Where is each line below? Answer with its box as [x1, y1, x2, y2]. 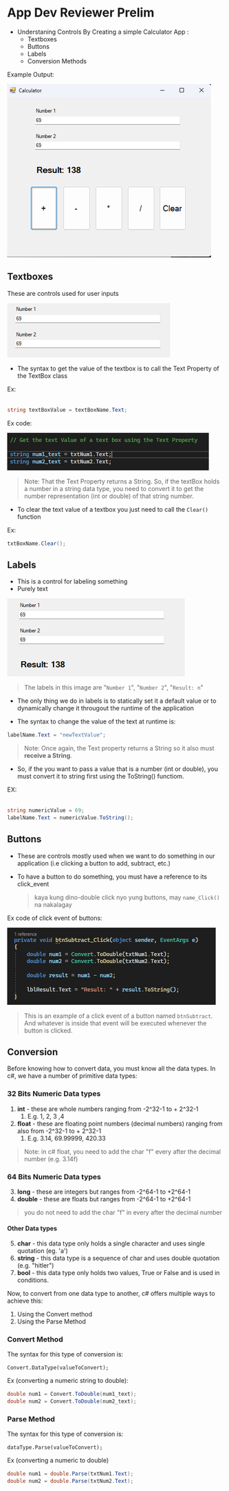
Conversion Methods [27, 57, 87, 65]
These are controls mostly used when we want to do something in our [17, 852, 215, 860]
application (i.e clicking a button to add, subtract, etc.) [17, 859, 171, 867]
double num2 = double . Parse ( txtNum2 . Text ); [7, 1478, 134, 1485]
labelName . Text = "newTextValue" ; [7, 732, 107, 739]
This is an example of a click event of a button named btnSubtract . [23, 1012, 213, 1020]
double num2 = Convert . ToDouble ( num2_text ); [7, 1398, 137, 1405]
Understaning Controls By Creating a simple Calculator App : [17, 28, 189, 36]
